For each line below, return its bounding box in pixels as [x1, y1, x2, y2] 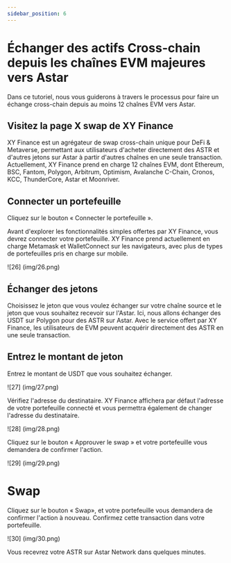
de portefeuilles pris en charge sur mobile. [7, 249, 128, 258]
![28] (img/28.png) [7, 424, 60, 432]
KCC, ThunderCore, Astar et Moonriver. [7, 175, 120, 184]
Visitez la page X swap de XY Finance [7, 119, 173, 132]
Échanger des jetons [7, 283, 99, 295]
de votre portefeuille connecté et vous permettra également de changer [7, 403, 213, 412]
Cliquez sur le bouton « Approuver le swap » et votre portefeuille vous [7, 438, 208, 446]
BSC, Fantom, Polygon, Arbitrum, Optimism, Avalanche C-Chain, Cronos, [7, 168, 215, 176]
